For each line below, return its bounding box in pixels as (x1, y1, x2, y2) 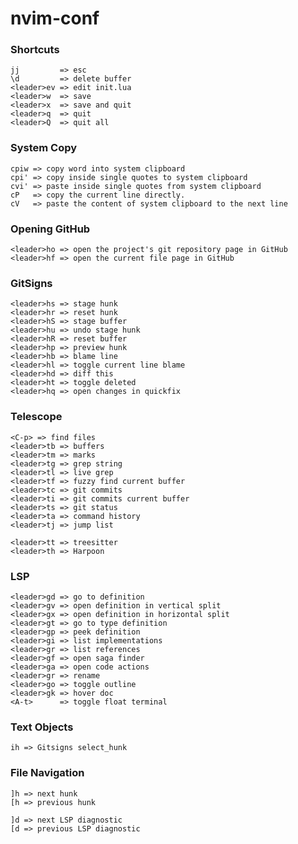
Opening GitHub (10, 222, 91, 236)
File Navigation (10, 766, 85, 780)
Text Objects (10, 720, 74, 734)
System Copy (10, 141, 78, 155)
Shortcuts (10, 43, 60, 57)
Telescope (10, 410, 63, 424)
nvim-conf (10, 7, 100, 30)
